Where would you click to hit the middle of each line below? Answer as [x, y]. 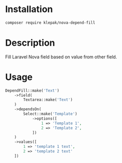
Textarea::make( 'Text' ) [48, 100]
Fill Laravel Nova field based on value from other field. [61, 57]
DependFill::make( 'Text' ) [32, 91]
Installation [29, 9]
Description [30, 43]
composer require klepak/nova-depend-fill [50, 23]
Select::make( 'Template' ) [50, 114]
